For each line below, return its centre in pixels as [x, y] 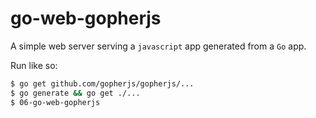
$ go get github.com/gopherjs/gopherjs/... [102, 83]
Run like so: [34, 65]
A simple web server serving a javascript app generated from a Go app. [158, 46]
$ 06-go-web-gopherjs [55, 102]
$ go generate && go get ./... [75, 93]
